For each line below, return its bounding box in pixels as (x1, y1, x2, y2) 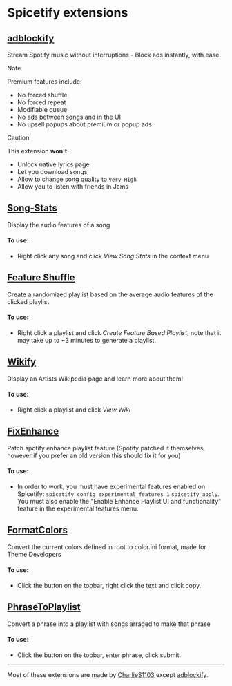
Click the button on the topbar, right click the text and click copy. (17, 582, 202, 590)
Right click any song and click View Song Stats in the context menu (17, 252, 209, 260)
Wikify (7, 356, 37, 368)
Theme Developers (7, 550, 61, 558)
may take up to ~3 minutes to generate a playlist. (17, 336, 157, 345)
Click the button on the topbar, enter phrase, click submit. (17, 651, 182, 659)
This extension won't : (7, 147, 69, 155)
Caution (7, 133, 30, 142)
